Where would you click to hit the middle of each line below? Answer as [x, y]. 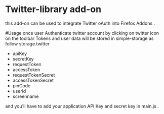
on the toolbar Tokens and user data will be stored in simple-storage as [79, 38]
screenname [26, 96]
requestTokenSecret [34, 75]
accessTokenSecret [33, 80]
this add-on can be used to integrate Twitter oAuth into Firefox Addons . [80, 23]
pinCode [22, 85]
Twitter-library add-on [53, 9]
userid [19, 91]
